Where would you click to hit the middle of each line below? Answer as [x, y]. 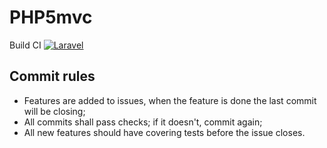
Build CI [25, 45]
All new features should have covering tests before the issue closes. [164, 132]
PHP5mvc [51, 17]
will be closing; [54, 111]
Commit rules [52, 76]
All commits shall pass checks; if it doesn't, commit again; [143, 122]
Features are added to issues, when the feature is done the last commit [170, 100]
